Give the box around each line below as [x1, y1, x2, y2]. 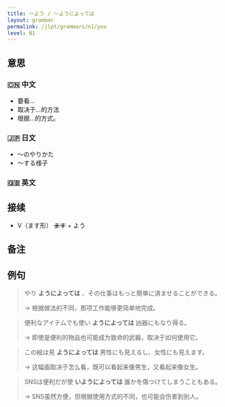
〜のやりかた [17, 150, 54, 158]
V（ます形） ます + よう [17, 221, 86, 229]
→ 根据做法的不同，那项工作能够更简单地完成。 [24, 304, 160, 313]
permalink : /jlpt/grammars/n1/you [7, 23, 107, 30]
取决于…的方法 [17, 105, 60, 113]
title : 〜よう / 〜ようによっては [7, 10, 95, 17]
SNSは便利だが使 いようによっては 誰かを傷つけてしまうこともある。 [24, 378, 222, 386]
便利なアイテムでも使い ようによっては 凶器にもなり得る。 [24, 319, 190, 327]
